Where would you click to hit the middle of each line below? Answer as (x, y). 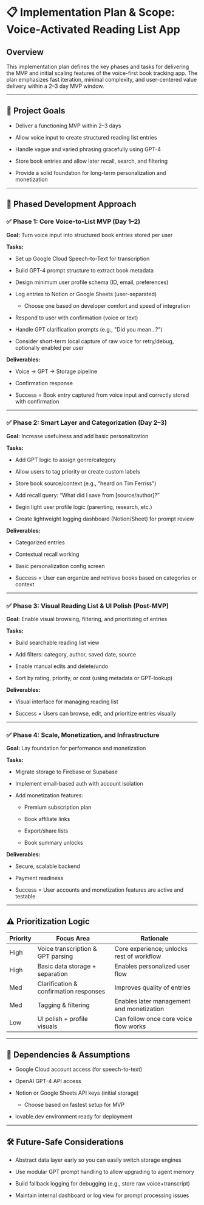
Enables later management (153, 1001)
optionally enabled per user (49, 347)
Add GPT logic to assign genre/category (66, 460)
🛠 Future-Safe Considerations (65, 1142)
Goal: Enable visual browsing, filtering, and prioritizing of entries (87, 619)
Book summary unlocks (53, 843)
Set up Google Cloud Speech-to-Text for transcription (82, 258)
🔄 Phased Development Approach (71, 204)
